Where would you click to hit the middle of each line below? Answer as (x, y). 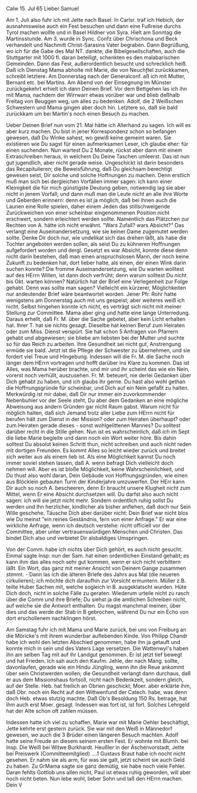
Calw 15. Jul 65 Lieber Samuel (43, 9)
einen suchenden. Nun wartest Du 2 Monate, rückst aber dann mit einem (94, 150)
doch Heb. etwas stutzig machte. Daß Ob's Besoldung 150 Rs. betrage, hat (96, 698)
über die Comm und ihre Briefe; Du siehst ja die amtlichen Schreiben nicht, (96, 599)
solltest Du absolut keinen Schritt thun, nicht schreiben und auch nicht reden (99, 444)
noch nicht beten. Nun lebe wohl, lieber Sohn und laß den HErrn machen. (95, 779)
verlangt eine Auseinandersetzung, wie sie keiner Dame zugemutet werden (97, 231)
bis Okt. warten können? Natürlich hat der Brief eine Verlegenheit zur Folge (97, 281)
